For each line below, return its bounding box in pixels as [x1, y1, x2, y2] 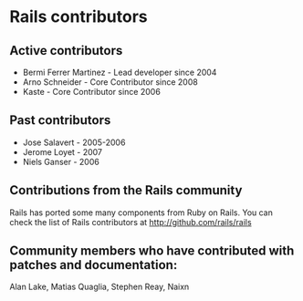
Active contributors [9, 43, 123, 58]
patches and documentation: [9, 257, 178, 273]
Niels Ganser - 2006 [22, 156, 100, 167]
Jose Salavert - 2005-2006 [22, 137, 126, 148]
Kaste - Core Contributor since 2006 [22, 87, 162, 97]
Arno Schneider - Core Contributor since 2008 [22, 77, 198, 88]
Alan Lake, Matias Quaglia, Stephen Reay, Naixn [9, 281, 190, 293]
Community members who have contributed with [9, 244, 295, 259]
